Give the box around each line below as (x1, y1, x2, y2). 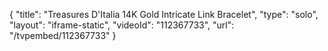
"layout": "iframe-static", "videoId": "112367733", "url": (9, 19, 235, 31)
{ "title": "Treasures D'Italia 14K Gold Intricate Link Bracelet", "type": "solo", (9, 9, 319, 20)
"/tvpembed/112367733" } (9, 30, 117, 41)
